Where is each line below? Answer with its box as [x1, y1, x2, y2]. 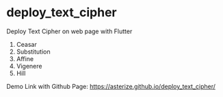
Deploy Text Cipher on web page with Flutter [6, 27, 133, 35]
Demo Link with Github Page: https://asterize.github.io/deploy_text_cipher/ [6, 82, 216, 90]
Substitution [16, 47, 51, 56]
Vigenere [16, 62, 42, 70]
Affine [16, 54, 34, 62]
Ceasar [16, 40, 37, 48]
